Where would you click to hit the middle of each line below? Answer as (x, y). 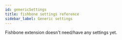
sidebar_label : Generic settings (39, 19)
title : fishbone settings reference (42, 14)
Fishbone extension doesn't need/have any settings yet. (61, 33)
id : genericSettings (26, 10)
